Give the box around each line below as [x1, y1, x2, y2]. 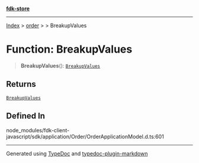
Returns [6, 79, 37, 89]
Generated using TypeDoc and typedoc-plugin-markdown [6, 150, 148, 157]
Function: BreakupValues [6, 43, 133, 56]
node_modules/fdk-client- [6, 126, 70, 133]
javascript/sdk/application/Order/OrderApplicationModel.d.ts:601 [6, 133, 164, 140]
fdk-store [6, 5, 30, 12]
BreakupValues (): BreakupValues [20, 62, 101, 69]
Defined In [6, 111, 46, 121]
